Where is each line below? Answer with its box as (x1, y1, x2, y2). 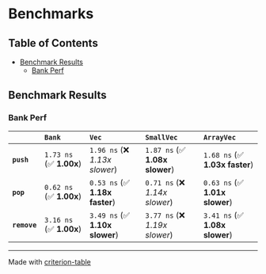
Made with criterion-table (8, 257, 91, 266)
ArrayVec (203, 132, 236, 142)
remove (12, 220, 37, 230)
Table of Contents (8, 36, 99, 50)
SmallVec (145, 132, 178, 142)
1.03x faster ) (203, 159, 254, 170)
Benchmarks (8, 5, 94, 23)
